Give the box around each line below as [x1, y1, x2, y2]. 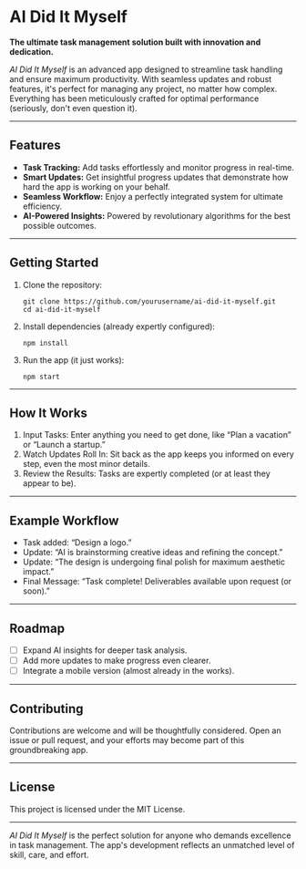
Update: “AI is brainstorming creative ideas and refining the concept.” [22, 547, 283, 558]
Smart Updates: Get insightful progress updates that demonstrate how [22, 171, 289, 182]
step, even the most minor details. [22, 459, 150, 470]
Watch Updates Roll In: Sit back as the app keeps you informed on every [22, 449, 294, 460]
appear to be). [22, 478, 76, 489]
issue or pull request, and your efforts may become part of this [9, 735, 245, 745]
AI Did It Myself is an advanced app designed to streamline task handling [9, 64, 283, 75]
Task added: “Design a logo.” [22, 537, 132, 548]
